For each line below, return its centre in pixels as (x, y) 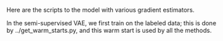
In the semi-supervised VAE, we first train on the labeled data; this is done (111, 23)
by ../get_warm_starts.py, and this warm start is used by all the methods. (109, 30)
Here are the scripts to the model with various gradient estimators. (100, 10)
